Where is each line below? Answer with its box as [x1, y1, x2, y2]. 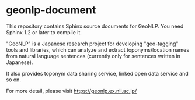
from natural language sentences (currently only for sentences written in [6, 52, 181, 59]
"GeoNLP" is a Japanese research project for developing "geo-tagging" [6, 40, 179, 47]
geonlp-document [6, 3, 96, 17]
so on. [6, 76, 22, 83]
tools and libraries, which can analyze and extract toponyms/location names [6, 46, 190, 53]
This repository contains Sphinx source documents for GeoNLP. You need [6, 23, 184, 30]
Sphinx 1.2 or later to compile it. [6, 28, 82, 35]
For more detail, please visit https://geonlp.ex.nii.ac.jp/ [6, 87, 137, 94]
